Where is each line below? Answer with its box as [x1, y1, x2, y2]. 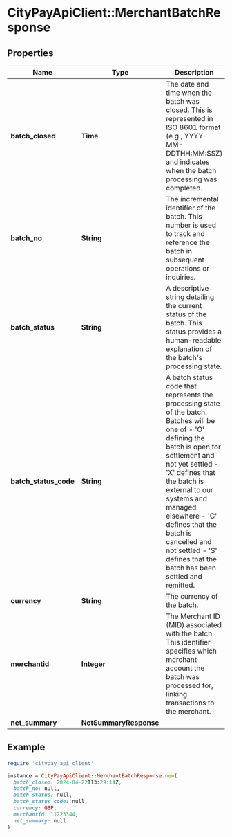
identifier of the [165, 203, 216, 213]
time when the [165, 88, 213, 98]
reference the [165, 237, 210, 247]
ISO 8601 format [165, 123, 221, 132]
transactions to [165, 698, 215, 708]
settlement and [165, 451, 215, 460]
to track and [165, 229, 205, 238]
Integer [81, 659, 106, 669]
